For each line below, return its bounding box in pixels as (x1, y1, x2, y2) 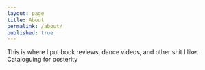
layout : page (7, 10, 45, 17)
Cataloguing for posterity (7, 56, 78, 64)
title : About (7, 16, 45, 23)
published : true (7, 29, 53, 36)
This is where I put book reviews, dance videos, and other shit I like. (7, 48, 199, 56)
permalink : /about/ (7, 23, 63, 30)
